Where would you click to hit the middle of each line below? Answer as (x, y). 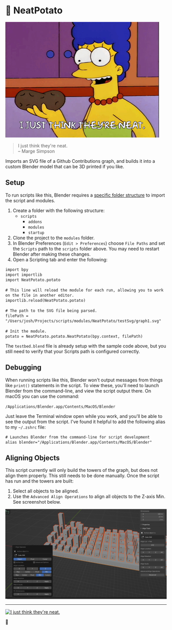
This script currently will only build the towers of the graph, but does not (81, 470)
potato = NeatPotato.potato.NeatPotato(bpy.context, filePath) (74, 336)
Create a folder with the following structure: (59, 211)
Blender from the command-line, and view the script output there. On (78, 391)
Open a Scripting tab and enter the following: (60, 259)
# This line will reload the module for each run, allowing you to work (84, 290)
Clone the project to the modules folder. (53, 238)
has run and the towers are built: (39, 481)
